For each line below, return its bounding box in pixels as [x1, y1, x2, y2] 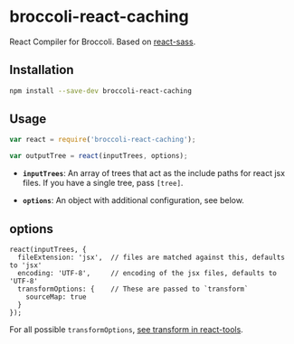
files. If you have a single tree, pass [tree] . [22, 178, 184, 189]
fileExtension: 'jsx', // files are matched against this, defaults [17, 253, 285, 262]
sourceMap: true [25, 293, 88, 302]
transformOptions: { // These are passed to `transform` [17, 284, 249, 293]
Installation [9, 62, 74, 78]
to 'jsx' [9, 261, 43, 270]
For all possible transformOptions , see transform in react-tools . [9, 324, 244, 335]
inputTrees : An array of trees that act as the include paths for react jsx [22, 168, 286, 179]
